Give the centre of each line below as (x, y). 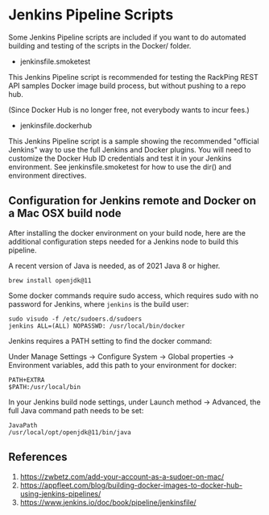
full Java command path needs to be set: (76, 410)
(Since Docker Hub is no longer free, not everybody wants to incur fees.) (129, 110)
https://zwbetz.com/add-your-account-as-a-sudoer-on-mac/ (122, 476)
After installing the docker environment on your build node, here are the (127, 232)
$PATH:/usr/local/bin (45, 387)
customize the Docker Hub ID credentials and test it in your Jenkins (120, 158)
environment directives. (48, 175)
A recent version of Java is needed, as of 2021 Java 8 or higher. (114, 266)
